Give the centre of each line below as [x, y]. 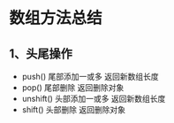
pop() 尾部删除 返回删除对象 [73, 88]
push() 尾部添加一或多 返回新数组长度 [90, 77]
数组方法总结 [56, 18]
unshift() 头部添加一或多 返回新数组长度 [94, 99]
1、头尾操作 [41, 54]
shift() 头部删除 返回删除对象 [74, 110]
